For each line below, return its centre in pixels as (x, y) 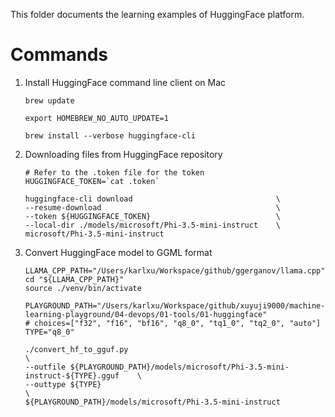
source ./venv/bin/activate (83, 288)
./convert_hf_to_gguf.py (76, 349)
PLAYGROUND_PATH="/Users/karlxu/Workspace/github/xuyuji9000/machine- (175, 305)
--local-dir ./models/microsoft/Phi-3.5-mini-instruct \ (152, 225)
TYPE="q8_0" (49, 332)
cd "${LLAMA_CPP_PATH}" (74, 279)
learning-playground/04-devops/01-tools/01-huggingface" (146, 314)
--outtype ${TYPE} (63, 384)
